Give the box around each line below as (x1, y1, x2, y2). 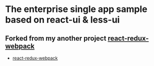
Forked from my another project (5, 34, 106, 42)
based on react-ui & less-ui (5, 14, 120, 25)
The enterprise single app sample (5, 3, 147, 15)
